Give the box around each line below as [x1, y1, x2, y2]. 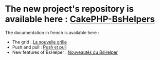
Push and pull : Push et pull [12, 44, 67, 50]
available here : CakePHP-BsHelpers [5, 14, 155, 25]
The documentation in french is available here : [5, 30, 100, 35]
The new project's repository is [5, 3, 134, 15]
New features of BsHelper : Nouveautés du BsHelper [12, 49, 118, 55]
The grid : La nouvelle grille [12, 39, 67, 45]
